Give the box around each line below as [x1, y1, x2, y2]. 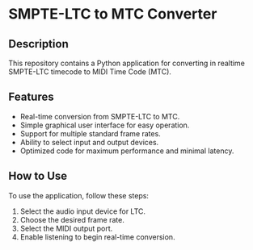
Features [8, 90, 54, 104]
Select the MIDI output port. [19, 223, 113, 233]
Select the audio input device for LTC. [19, 206, 146, 216]
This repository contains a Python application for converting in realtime [8, 58, 245, 68]
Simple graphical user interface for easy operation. [19, 120, 190, 130]
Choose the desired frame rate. [19, 215, 125, 224]
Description [8, 37, 69, 51]
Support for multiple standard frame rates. [19, 128, 162, 138]
